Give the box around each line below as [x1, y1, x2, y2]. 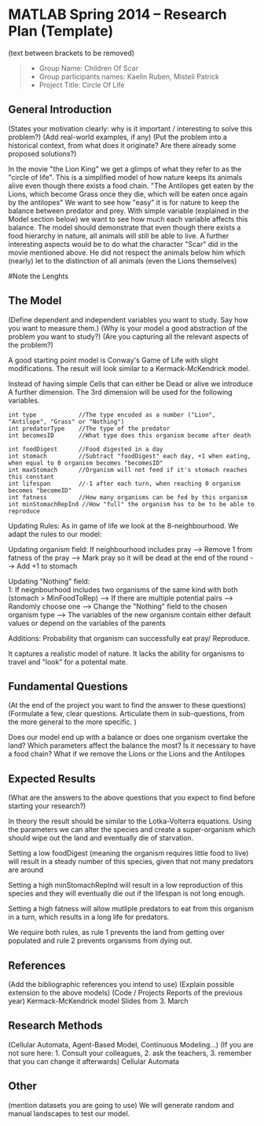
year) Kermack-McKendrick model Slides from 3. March [8, 996, 189, 1006]
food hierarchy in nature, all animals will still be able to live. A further [8, 230, 229, 241]
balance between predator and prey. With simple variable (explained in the [8, 206, 249, 215]
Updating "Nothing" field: [8, 576, 90, 586]
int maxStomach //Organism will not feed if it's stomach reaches [8, 465, 247, 473]
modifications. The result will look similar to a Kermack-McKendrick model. [8, 363, 251, 373]
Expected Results [8, 772, 96, 786]
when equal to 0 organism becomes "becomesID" [8, 458, 163, 467]
